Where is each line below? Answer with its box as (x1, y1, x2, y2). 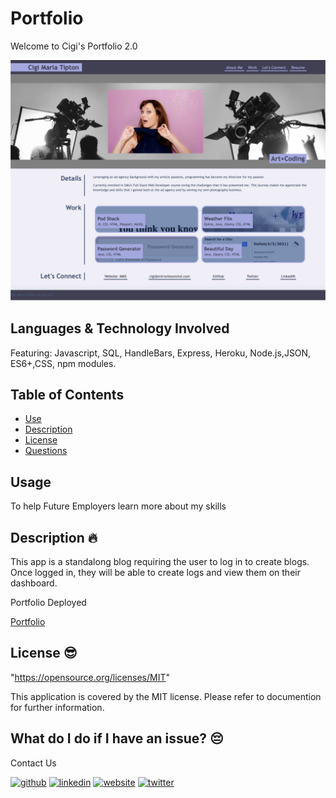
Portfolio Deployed (10, 597, 87, 609)
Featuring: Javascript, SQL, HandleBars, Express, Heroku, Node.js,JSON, (10, 347, 312, 359)
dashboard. (10, 577, 58, 589)
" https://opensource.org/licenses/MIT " (10, 671, 170, 683)
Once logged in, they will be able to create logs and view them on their (10, 567, 301, 579)
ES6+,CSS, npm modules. (10, 357, 117, 369)
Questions (24, 445, 68, 457)
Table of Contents (10, 387, 125, 404)
